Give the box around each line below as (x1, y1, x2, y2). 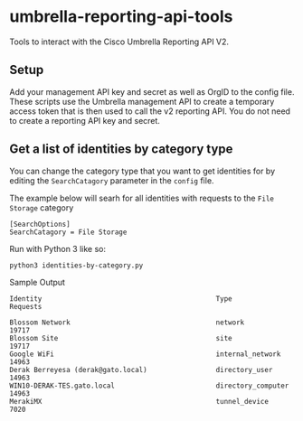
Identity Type (9, 294, 232, 304)
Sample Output (9, 276, 66, 287)
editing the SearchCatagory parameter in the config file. (9, 174, 214, 186)
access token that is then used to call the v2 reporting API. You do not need (9, 106, 291, 117)
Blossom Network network (9, 318, 245, 327)
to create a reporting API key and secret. (9, 115, 161, 126)
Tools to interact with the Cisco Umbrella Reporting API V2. (9, 36, 229, 47)
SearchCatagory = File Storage (9, 228, 128, 237)
